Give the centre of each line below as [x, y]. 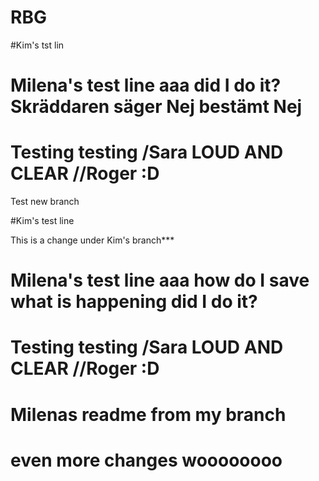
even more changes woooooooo [146, 460]
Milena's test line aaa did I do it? [146, 85]
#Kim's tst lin [37, 45]
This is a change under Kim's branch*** [92, 240]
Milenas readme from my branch [148, 414]
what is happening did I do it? [134, 302]
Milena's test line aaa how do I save [160, 280]
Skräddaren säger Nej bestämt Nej [156, 107]
